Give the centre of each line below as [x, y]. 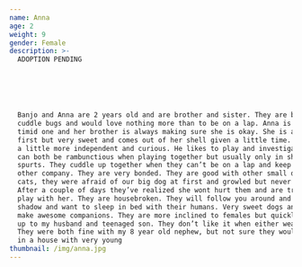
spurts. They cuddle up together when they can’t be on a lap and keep [155, 165]
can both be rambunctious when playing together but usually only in [150, 157]
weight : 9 [28, 34]
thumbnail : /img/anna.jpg [58, 249]
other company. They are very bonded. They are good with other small [152, 174]
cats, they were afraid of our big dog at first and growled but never [155, 182]
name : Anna [30, 18]
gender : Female [38, 43]
